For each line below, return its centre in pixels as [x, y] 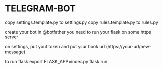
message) [15, 52]
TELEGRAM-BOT [40, 9]
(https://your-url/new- [129, 46]
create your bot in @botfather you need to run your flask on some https [78, 32]
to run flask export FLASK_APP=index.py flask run [56, 61]
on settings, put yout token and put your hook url [55, 46]
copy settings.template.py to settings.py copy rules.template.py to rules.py [81, 22]
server [12, 37]
